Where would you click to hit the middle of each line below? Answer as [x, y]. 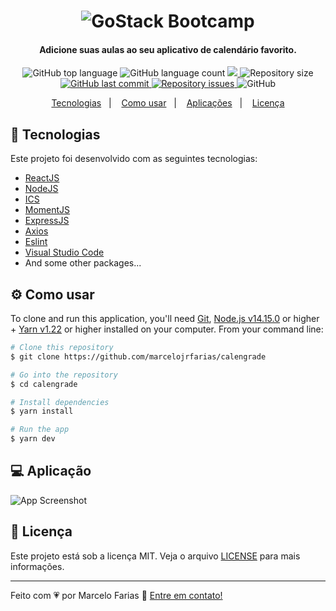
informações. [37, 566]
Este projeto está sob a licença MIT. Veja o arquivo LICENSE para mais [155, 556]
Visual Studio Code [64, 252]
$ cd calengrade [44, 384]
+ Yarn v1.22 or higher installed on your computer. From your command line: [167, 329]
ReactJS [42, 178]
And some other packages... [83, 263]
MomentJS [47, 210]
